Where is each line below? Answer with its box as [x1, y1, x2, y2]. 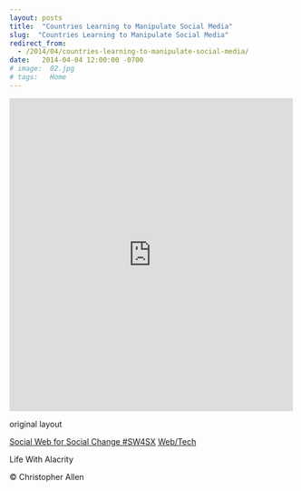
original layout [9, 418, 63, 429]
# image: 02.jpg [9, 65, 75, 74]
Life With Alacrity [9, 454, 74, 465]
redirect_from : [9, 38, 67, 48]
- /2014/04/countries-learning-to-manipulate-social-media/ [17, 47, 249, 56]
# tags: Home [9, 73, 67, 82]
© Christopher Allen [9, 471, 84, 482]
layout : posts [9, 13, 63, 23]
